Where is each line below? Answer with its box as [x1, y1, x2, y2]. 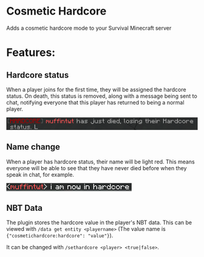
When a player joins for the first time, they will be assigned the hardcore [6, 86, 186, 93]
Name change [6, 142, 61, 152]
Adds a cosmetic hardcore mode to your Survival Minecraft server [6, 24, 172, 32]
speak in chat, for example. [6, 171, 75, 178]
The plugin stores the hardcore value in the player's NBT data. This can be [6, 219, 192, 226]
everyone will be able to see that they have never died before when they [6, 164, 187, 171]
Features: [6, 46, 56, 60]
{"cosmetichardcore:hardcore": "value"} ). [6, 232, 114, 239]
